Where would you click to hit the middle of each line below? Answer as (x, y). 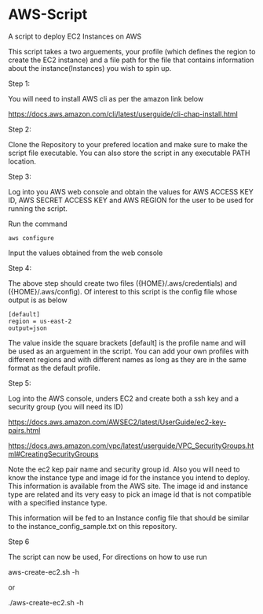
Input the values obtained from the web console (86, 253)
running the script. (38, 208)
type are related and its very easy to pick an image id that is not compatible (130, 494)
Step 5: (20, 383)
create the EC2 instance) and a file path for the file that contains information (131, 60)
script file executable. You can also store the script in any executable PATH (129, 153)
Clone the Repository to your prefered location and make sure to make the (128, 144)
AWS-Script (48, 15)
